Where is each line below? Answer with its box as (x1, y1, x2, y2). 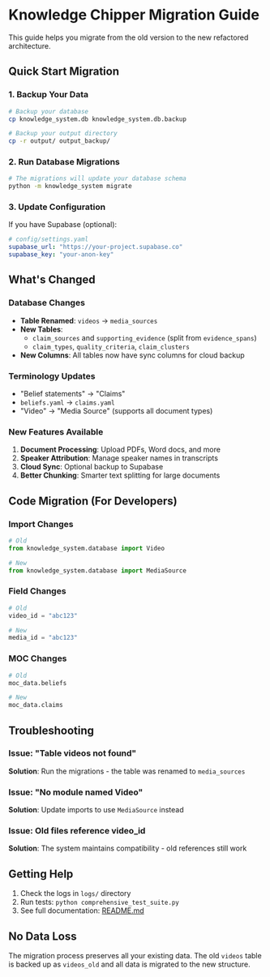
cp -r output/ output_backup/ (8, 137, 111, 145)
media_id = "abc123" (8, 634, 79, 642)
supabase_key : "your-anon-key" (8, 251, 114, 259)
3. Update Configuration (8, 201, 106, 212)
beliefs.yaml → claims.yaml (19, 397, 115, 407)
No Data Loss (8, 929, 77, 943)
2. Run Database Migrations (8, 156, 120, 168)
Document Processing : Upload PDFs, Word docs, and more (19, 444, 221, 455)
